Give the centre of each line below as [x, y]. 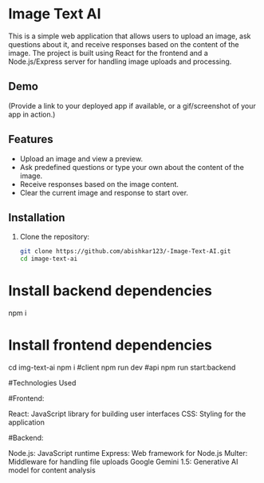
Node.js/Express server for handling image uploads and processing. [120, 61]
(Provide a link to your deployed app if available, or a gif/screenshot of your [132, 105]
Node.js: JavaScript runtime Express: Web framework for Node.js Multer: [128, 453]
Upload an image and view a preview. [81, 158]
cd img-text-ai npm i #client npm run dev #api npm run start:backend [122, 367]
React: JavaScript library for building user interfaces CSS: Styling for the [127, 414]
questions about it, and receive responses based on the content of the [124, 44]
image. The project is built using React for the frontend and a [108, 53]
